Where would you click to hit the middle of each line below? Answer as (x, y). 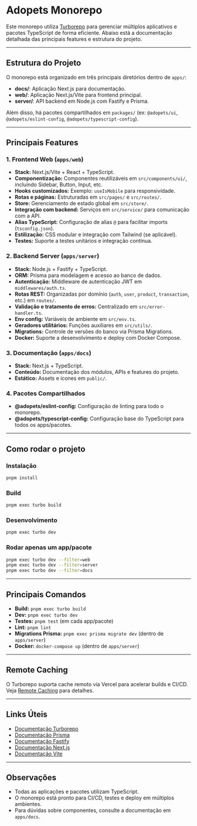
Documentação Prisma (42, 735)
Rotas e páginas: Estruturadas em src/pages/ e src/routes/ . (88, 197)
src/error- (152, 307)
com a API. (28, 216)
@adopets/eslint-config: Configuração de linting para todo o (89, 406)
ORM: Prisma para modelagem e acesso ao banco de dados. (88, 275)
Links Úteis (27, 715)
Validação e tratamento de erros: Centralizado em (76, 306)
